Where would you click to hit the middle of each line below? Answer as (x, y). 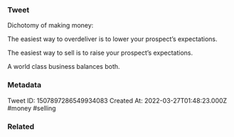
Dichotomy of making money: (50, 26)
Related (21, 126)
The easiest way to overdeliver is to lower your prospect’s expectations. (112, 39)
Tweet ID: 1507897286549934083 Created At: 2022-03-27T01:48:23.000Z (117, 100)
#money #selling (32, 108)
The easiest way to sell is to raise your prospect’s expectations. (100, 53)
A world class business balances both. (64, 67)
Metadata (24, 85)
